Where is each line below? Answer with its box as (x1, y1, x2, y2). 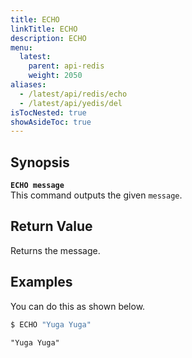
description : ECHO (10, 33, 87, 43)
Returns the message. (10, 244, 101, 256)
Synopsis (10, 154, 70, 171)
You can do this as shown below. (10, 300, 146, 312)
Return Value (10, 218, 93, 235)
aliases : (10, 80, 47, 90)
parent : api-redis (28, 61, 105, 71)
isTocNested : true (10, 107, 87, 118)
